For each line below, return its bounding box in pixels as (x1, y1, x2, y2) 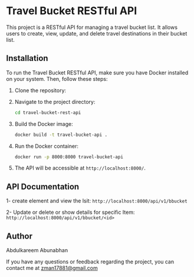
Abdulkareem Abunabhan (6, 247, 68, 253)
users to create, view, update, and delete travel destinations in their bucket (6, 30, 188, 37)
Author (6, 231, 32, 241)
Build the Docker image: (14, 120, 74, 128)
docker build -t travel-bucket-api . (14, 132, 108, 138)
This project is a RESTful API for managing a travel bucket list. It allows (6, 24, 178, 31)
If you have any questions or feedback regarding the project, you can (6, 258, 175, 265)
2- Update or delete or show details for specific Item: (6, 208, 135, 216)
